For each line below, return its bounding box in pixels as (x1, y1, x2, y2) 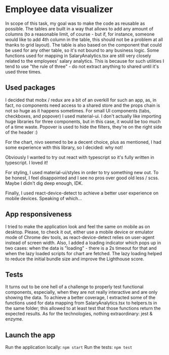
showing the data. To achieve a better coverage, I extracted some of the (5, 295, 156, 301)
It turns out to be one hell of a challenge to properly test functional (5, 284, 144, 290)
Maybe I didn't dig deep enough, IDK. (5, 180, 83, 186)
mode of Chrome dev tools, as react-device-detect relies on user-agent (5, 234, 155, 240)
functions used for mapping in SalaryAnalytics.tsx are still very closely (5, 52, 151, 59)
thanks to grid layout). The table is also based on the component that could (5, 42, 162, 48)
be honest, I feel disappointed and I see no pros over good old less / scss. (5, 175, 159, 181)
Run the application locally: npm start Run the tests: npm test (5, 344, 133, 350)
